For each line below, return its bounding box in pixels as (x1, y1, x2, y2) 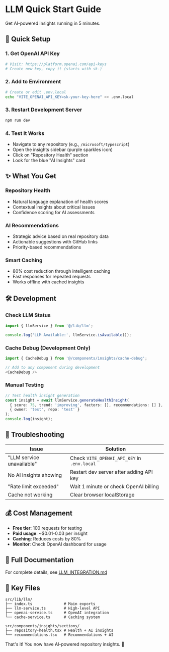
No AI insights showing (8, 471, 62, 478)
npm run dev (5, 118, 30, 123)
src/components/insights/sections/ (5, 624, 80, 629)
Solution (105, 445, 126, 453)
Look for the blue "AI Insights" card (12, 157, 86, 163)
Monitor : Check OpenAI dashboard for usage (12, 541, 107, 547)
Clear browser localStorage (69, 491, 135, 498)
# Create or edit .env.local (5, 89, 66, 94)
